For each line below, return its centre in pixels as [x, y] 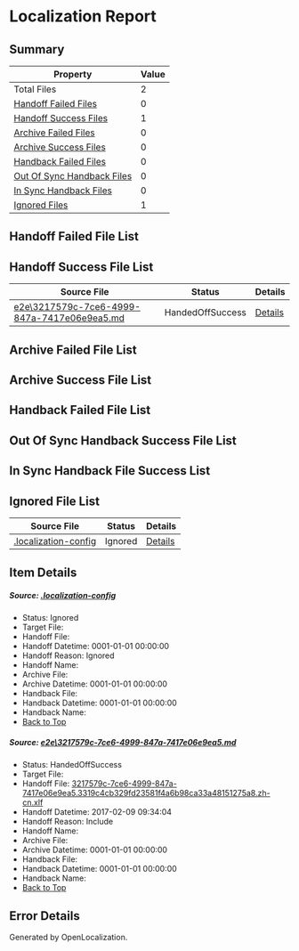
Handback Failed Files [60, 162]
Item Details [43, 573]
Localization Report [83, 16]
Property [73, 74]
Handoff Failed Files [56, 104]
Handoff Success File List [81, 267]
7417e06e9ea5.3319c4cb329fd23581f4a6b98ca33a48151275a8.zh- [146, 793]
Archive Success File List [81, 380]
